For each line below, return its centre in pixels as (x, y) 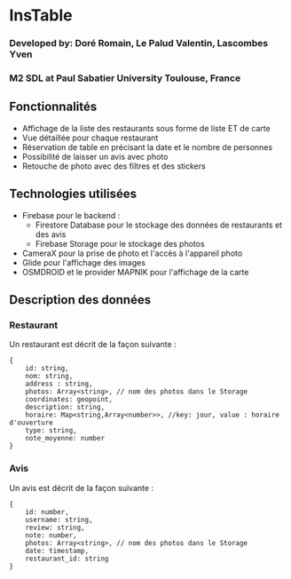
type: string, (51, 431)
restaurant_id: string (67, 559)
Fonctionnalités (53, 107)
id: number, (47, 512)
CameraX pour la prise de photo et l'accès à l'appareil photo (132, 253)
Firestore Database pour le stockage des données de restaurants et (158, 225)
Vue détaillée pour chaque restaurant (90, 138)
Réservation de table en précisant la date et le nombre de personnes (147, 147)
